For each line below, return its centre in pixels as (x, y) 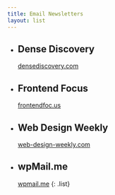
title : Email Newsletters (45, 14)
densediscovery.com (48, 66)
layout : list (26, 20)
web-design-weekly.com (54, 144)
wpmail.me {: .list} (44, 184)
